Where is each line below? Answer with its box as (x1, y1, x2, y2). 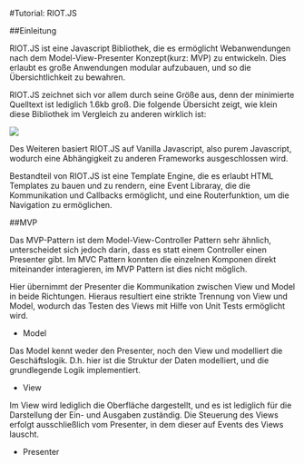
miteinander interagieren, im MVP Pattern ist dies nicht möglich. (9, 263, 248, 274)
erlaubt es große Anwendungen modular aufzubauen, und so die (9, 63, 251, 73)
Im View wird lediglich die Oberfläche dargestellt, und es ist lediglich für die (9, 400, 292, 410)
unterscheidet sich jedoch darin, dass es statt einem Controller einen (9, 244, 268, 255)
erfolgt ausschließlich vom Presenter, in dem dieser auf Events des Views (9, 420, 284, 429)
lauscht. (9, 429, 39, 439)
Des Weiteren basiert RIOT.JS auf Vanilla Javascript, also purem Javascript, (9, 143, 292, 153)
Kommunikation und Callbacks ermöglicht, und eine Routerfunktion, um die (9, 190, 290, 201)
